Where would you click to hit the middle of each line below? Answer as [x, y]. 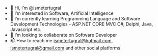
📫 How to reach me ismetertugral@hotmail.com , [61, 40]
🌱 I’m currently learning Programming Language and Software [75, 19]
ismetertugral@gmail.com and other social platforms [65, 48]
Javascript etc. [26, 30]
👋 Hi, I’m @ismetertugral [35, 8]
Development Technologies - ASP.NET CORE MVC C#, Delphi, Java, [82, 24]
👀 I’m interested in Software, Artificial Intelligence [62, 13]
